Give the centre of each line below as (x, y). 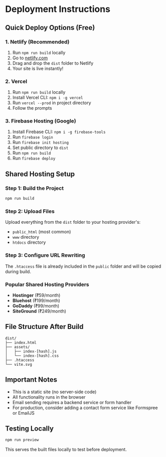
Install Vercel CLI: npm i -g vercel (48, 98)
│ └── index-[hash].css (32, 356)
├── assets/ (17, 347)
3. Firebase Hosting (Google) (41, 121)
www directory (26, 237)
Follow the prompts (32, 108)
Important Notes (31, 380)
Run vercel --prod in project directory (52, 103)
